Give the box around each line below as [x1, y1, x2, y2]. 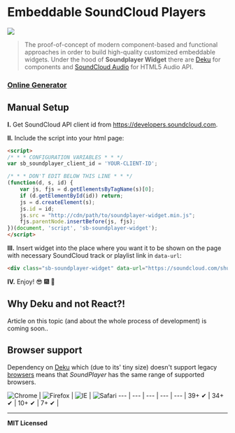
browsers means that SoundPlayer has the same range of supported [7, 370, 205, 379]
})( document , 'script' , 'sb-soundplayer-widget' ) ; [7, 225, 158, 232]
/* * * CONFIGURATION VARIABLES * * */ [7, 154, 124, 161]
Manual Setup [7, 102, 70, 114]
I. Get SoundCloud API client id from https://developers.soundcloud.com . [7, 120, 218, 129]
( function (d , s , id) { [7, 179, 73, 186]
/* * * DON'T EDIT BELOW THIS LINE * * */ [7, 173, 133, 180]
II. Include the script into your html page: [7, 133, 124, 142]
